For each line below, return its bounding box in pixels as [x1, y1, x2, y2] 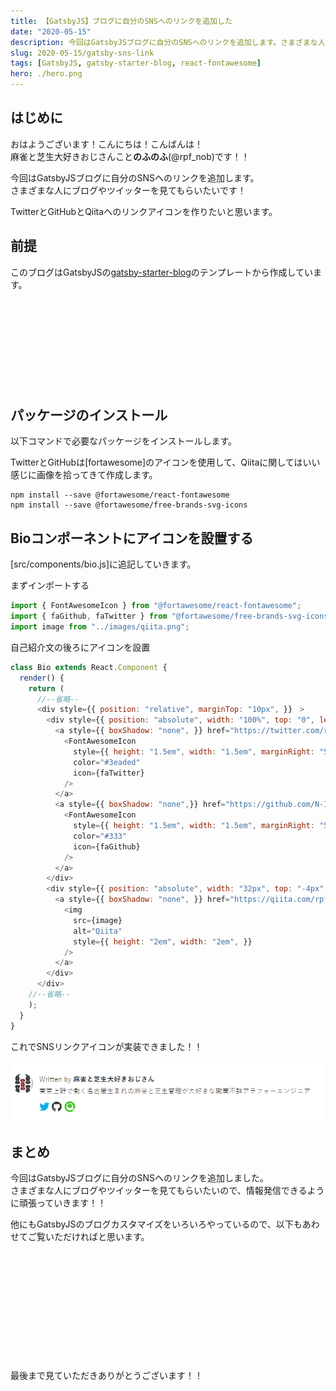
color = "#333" [73, 831, 128, 841]
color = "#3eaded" [73, 757, 141, 767]
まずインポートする [10, 580, 90, 592]
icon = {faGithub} [73, 841, 141, 852]
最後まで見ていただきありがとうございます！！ [10, 1370, 203, 1382]
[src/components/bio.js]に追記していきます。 [10, 558, 197, 570]
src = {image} [73, 915, 123, 925]
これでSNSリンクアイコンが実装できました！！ [10, 1040, 203, 1052]
